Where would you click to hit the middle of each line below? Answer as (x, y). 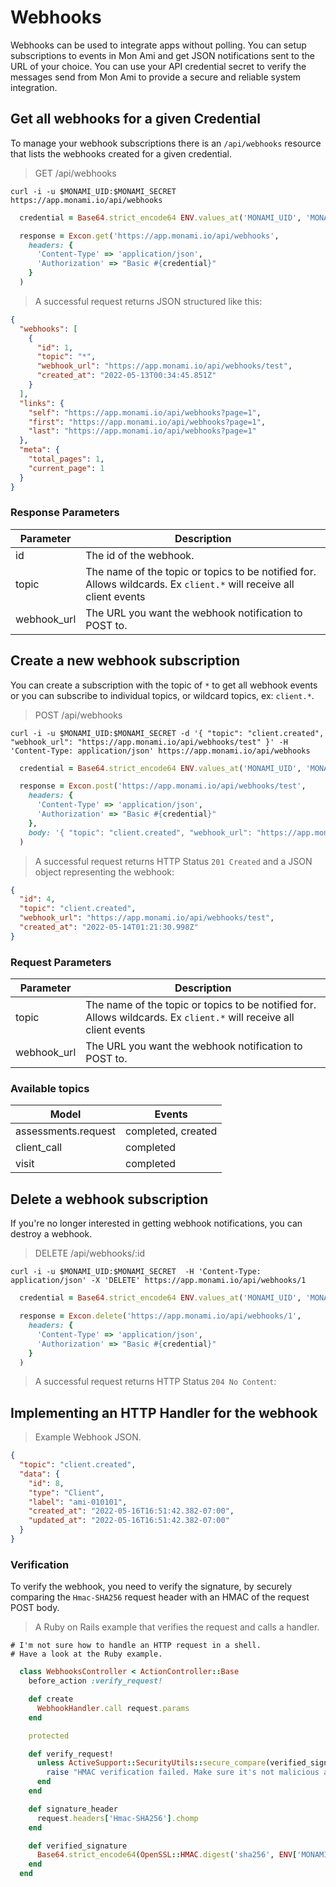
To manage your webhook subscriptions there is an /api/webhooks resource (166, 143)
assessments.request (66, 1131)
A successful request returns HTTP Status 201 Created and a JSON (173, 861)
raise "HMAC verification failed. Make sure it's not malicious (183, 1772)
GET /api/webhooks (75, 173)
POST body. (35, 1608)
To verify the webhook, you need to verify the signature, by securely (151, 1587)
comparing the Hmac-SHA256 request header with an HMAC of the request (160, 1597)
